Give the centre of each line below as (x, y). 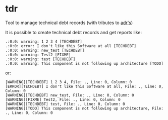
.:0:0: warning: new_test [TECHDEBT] (45, 50)
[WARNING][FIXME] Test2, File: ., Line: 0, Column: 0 (63, 99)
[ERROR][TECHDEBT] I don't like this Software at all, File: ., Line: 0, (85, 86)
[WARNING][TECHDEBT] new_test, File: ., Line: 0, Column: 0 (70, 95)
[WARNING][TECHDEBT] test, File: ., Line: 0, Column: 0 (65, 104)
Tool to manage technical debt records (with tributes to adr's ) (69, 23)
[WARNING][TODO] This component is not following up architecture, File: (85, 108)
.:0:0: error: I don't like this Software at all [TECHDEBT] (71, 46)
